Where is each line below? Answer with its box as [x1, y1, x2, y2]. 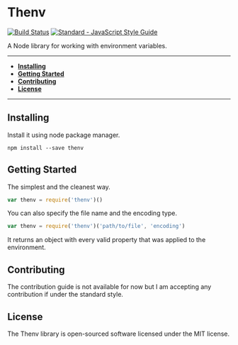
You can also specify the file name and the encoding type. [7, 209, 177, 217]
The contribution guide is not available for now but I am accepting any [7, 283, 212, 291]
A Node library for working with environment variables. [7, 41, 168, 50]
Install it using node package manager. [7, 131, 120, 139]
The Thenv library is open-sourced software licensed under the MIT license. [7, 329, 230, 338]
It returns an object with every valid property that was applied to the [7, 236, 206, 244]
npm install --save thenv [7, 144, 84, 151]
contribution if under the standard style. [7, 290, 124, 299]
